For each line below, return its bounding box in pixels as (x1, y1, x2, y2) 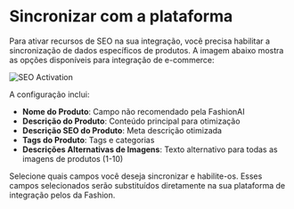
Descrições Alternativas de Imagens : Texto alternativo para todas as (21, 144, 278, 155)
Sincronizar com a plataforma (9, 6, 233, 27)
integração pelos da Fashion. (9, 189, 116, 200)
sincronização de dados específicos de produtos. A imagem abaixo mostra (9, 44, 284, 55)
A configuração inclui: (9, 89, 90, 100)
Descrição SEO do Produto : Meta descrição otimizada (21, 125, 223, 135)
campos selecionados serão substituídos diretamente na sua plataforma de (9, 180, 286, 190)
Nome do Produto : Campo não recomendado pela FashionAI (21, 106, 245, 117)
